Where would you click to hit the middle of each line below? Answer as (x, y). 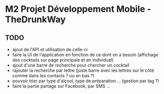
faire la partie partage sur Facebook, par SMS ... (61, 86)
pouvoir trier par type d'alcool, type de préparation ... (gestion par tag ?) (86, 81)
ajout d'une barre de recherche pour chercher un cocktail (71, 65)
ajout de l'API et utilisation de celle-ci (50, 49)
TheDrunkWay (35, 19)
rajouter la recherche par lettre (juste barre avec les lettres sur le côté (83, 70)
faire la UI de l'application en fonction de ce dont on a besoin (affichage (85, 55)
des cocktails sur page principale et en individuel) (63, 60)
